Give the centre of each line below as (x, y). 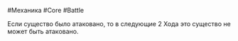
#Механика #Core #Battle (45, 10)
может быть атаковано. (43, 31)
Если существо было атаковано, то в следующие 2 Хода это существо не (119, 24)
